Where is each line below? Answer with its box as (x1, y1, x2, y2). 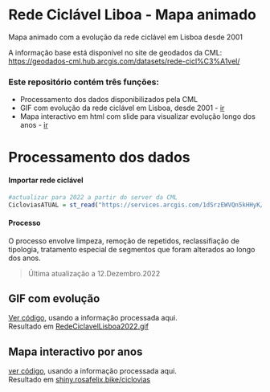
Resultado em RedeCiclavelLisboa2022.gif (8, 321, 149, 331)
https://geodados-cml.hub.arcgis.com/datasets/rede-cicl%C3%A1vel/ (8, 56, 240, 66)
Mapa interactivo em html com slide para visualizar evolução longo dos (19, 112, 256, 121)
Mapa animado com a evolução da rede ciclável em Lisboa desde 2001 (8, 32, 243, 42)
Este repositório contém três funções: (8, 76, 159, 88)
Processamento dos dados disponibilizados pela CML (19, 95, 198, 104)
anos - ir (19, 120, 48, 130)
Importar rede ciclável (8, 175, 84, 186)
